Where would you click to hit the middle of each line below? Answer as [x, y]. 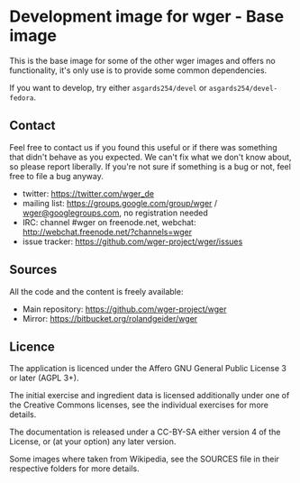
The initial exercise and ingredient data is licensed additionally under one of [150, 396]
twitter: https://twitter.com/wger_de [88, 193]
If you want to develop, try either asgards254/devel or [108, 87]
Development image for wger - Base [147, 17]
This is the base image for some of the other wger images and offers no [143, 60]
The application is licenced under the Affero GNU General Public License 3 [148, 369]
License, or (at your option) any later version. [93, 442]
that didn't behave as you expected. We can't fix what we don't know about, [150, 157]
